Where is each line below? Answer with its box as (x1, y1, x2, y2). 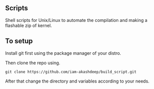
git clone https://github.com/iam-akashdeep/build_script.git (5, 69, 137, 74)
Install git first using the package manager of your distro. (5, 50, 122, 56)
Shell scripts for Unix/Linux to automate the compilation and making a (5, 17, 148, 23)
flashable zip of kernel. (5, 22, 52, 28)
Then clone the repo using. (5, 60, 61, 66)
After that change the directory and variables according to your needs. (5, 78, 150, 84)
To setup (5, 37, 33, 45)
